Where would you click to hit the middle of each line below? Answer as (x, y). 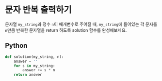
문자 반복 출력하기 (38, 10)
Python (16, 46)
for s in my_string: (34, 66)
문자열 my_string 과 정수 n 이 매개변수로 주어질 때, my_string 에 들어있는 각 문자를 (81, 24)
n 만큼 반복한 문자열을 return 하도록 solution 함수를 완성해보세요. (66, 30)
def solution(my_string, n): (34, 57)
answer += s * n (39, 70)
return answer (28, 75)
